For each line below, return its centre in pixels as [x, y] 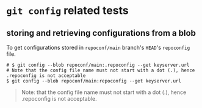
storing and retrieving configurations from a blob [101, 33]
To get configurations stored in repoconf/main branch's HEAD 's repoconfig [98, 47]
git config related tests [68, 11]
